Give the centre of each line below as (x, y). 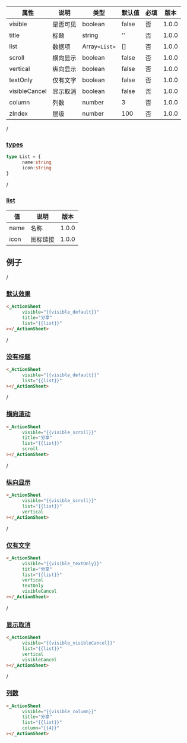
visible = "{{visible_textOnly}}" (62, 564)
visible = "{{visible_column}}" (59, 711)
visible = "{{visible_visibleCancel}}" (69, 643)
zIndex (19, 114)
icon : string (37, 168)
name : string (37, 162)
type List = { (24, 157)
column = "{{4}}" (41, 728)
